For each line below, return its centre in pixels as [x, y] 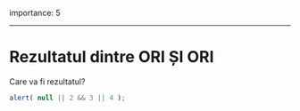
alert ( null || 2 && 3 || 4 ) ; [67, 98]
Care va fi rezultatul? [47, 81]
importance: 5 [35, 13]
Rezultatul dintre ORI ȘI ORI [112, 57]
